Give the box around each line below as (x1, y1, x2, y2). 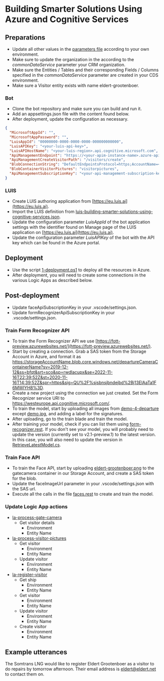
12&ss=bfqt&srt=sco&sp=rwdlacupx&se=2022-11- (12, 369, 113, 375)
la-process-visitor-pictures (12, 535, 67, 541)
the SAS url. (12, 486, 37, 492)
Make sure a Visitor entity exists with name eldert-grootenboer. (12, 83, 139, 88)
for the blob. (12, 475, 38, 482)
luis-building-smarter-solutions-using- (75, 209, 153, 214)
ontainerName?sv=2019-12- (12, 364, 69, 370)
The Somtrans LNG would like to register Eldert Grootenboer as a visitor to (5, 661, 155, 667)
